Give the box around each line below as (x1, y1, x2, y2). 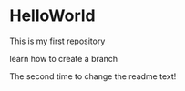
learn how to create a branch (9, 53, 118, 64)
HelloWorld (9, 5, 96, 26)
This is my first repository (9, 35, 106, 46)
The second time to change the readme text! (9, 70, 177, 82)
